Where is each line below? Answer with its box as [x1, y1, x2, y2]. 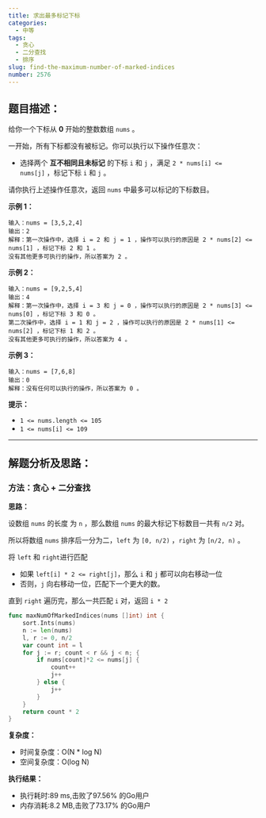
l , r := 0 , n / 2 [22, 634, 73, 642]
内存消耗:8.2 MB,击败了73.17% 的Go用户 [19, 801, 151, 810]
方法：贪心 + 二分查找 [8, 482, 91, 493]
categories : [8, 19, 47, 27]
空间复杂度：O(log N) [19, 757, 89, 766]
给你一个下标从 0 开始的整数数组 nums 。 [8, 125, 139, 134]
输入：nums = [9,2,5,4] [8, 285, 83, 294]
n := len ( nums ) [22, 626, 73, 635]
